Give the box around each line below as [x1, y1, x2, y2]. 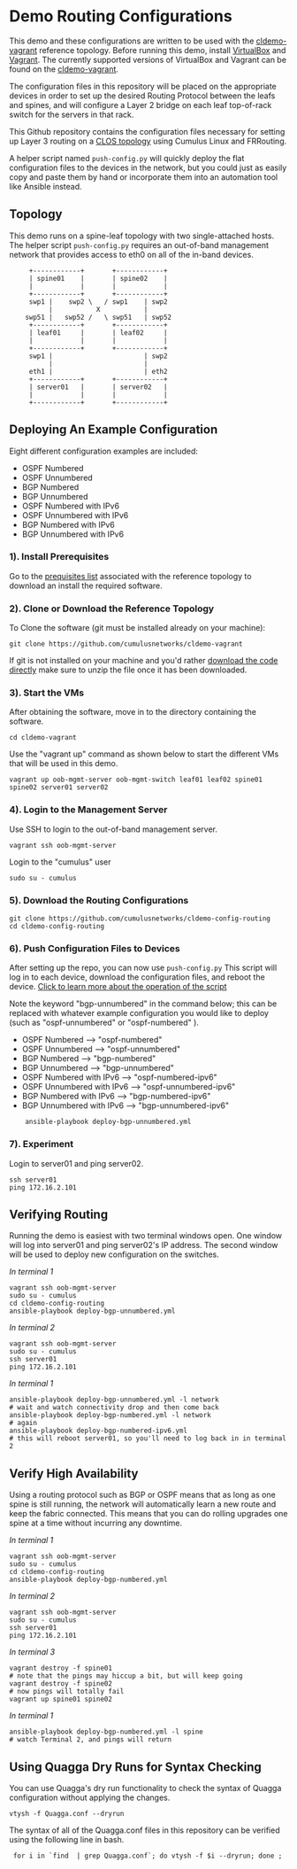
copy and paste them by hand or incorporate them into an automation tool [9, 171, 278, 182]
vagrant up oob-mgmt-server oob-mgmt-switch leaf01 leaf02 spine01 [9, 775, 263, 785]
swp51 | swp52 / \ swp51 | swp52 [25, 313, 172, 322]
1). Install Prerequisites [9, 551, 110, 563]
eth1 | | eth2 [28, 367, 168, 376]
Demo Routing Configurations [9, 6, 232, 27]
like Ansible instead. [9, 181, 82, 191]
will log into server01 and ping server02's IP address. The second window [9, 1240, 278, 1251]
